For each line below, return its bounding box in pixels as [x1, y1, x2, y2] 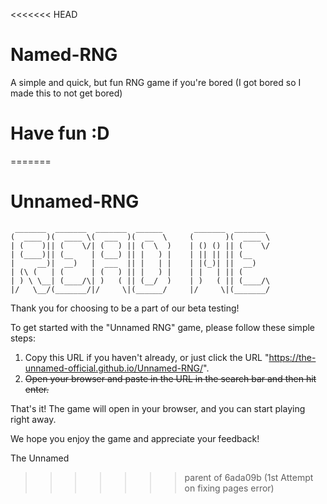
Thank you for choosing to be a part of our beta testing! [10, 302, 240, 314]
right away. [10, 413, 57, 425]
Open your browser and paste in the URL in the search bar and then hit [24, 372, 317, 384]
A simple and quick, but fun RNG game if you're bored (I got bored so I [10, 76, 302, 88]
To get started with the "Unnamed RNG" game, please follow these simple [10, 321, 316, 333]
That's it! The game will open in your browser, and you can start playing [10, 402, 306, 414]
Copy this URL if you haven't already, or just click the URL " [24, 351, 270, 363]
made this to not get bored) [10, 87, 123, 99]
